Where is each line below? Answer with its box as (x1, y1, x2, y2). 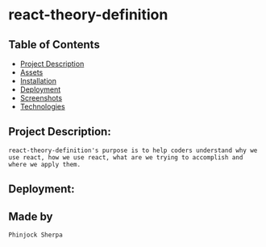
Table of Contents (8, 38, 101, 51)
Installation (19, 76, 57, 85)
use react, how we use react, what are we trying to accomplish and (8, 153, 243, 162)
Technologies (19, 102, 66, 111)
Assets (19, 68, 44, 77)
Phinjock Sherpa (8, 231, 63, 239)
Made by (8, 209, 53, 223)
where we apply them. (8, 160, 81, 168)
